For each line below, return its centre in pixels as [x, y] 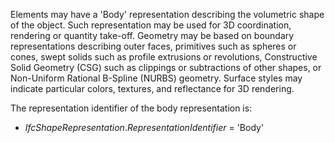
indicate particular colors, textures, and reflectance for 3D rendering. [152, 88]
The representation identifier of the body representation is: [131, 108]
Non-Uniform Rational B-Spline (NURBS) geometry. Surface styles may [156, 78]
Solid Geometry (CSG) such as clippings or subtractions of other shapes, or [166, 67]
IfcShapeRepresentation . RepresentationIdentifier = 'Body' [144, 127]
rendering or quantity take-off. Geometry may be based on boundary [152, 35]
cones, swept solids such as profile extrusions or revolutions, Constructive [164, 57]
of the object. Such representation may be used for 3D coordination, [151, 25]
